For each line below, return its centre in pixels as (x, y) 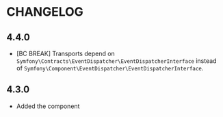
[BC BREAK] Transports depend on (66, 53)
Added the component (48, 106)
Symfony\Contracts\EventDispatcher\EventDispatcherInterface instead (116, 61)
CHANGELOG (45, 12)
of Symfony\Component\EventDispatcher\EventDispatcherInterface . (110, 68)
